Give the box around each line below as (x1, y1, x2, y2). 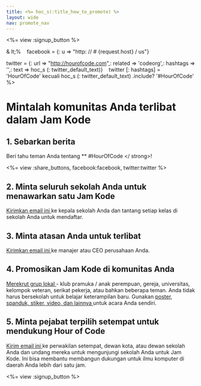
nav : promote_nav (6, 20, 50, 26)
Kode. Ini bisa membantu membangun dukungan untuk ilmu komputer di (6, 355, 185, 362)
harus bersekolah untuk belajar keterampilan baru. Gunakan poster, (6, 293, 173, 300)
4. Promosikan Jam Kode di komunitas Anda (6, 264, 175, 274)
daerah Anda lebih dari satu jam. (6, 361, 86, 369)
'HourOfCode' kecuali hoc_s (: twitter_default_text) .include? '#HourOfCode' (6, 73, 194, 80)
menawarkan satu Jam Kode (6, 191, 115, 201)
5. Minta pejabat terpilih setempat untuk (6, 317, 160, 327)
